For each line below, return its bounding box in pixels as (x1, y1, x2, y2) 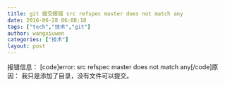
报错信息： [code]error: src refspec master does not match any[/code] (7, 63, 212, 71)
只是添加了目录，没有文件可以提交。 (27, 71, 133, 80)
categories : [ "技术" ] (7, 36, 69, 43)
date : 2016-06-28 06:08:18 (7, 17, 87, 24)
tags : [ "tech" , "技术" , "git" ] (7, 23, 91, 30)
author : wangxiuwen (7, 29, 65, 37)
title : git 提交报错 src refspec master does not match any (7, 10, 183, 17)
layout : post (7, 43, 46, 50)
